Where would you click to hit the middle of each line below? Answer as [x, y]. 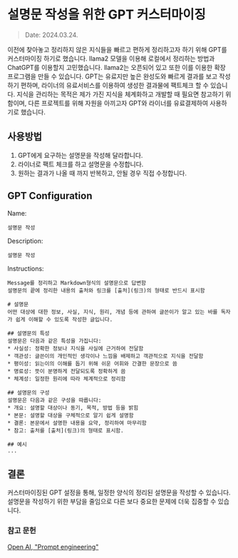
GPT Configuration [50, 196]
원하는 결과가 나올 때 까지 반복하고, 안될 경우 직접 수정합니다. [102, 173]
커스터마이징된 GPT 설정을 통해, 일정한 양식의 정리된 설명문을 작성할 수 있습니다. [119, 492]
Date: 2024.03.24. [51, 35]
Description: [25, 240]
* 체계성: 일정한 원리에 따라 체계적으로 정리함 [67, 379]
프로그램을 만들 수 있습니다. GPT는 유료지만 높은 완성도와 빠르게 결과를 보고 [113, 76]
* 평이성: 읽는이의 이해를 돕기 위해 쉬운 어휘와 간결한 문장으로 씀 [93, 364]
